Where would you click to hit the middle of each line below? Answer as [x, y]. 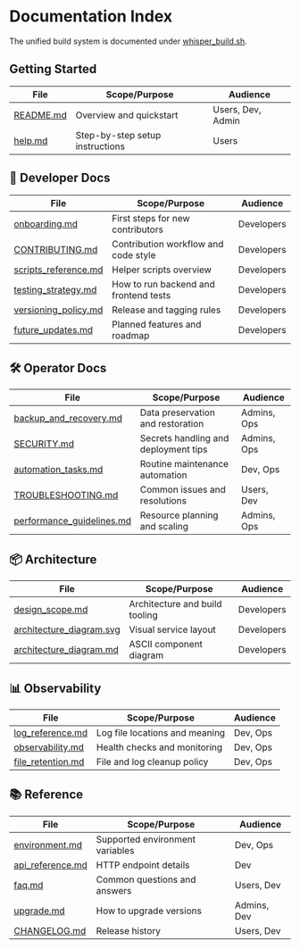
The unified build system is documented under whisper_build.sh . [128, 41]
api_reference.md [50, 865]
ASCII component [166, 645]
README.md [40, 115]
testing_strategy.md [55, 289]
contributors [137, 229]
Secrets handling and [184, 438]
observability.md [49, 747]
